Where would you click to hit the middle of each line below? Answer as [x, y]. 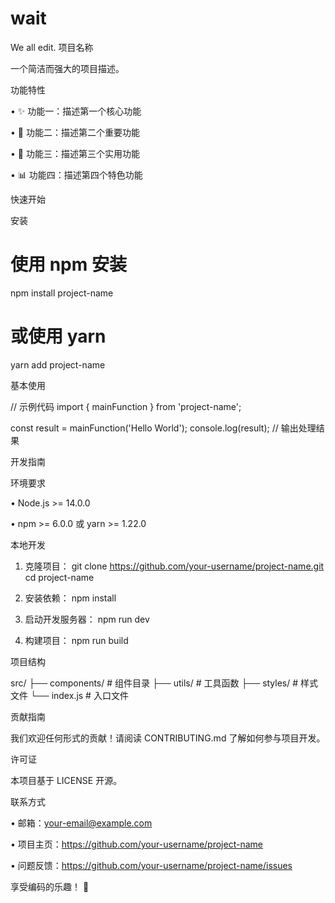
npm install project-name [62, 293]
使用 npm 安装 [68, 264]
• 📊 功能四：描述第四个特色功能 [76, 174]
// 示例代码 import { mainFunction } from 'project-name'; [126, 406]
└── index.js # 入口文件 [79, 695]
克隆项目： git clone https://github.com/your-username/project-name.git [174, 566]
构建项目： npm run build [76, 640]
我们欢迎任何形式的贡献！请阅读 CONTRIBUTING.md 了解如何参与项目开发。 [168, 738]
